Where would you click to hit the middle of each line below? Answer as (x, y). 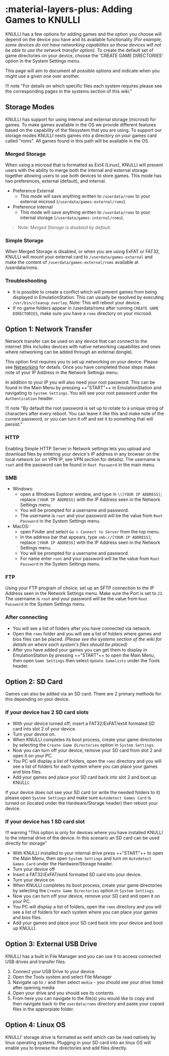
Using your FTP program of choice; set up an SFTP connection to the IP (80, 588)
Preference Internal (33, 207)
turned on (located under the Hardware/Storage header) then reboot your (81, 803)
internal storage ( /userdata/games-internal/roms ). (72, 218)
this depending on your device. (38, 699)
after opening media (34, 987)
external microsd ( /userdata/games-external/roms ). (73, 202)
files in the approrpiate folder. (43, 1009)
